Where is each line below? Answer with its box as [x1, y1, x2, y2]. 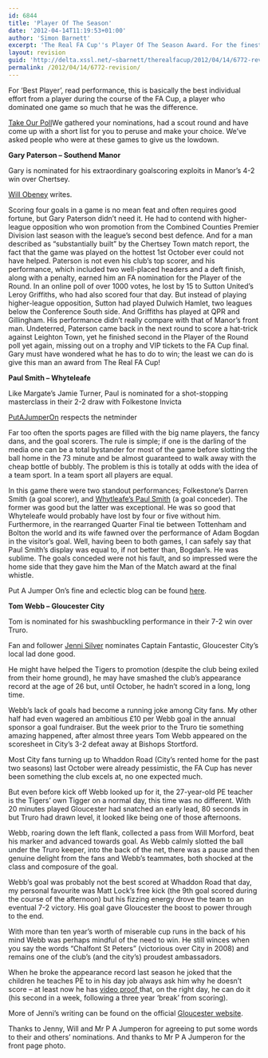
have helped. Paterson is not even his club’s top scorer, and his [8, 256, 215, 265]
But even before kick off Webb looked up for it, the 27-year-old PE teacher [8, 787, 254, 796]
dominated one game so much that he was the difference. [8, 102, 199, 112]
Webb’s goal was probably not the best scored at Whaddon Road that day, [8, 877, 253, 887]
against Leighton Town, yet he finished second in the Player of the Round [8, 332, 249, 341]
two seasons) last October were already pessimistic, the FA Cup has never [8, 763, 253, 773]
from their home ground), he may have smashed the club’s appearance [8, 673, 242, 682]
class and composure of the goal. [8, 862, 118, 871]
